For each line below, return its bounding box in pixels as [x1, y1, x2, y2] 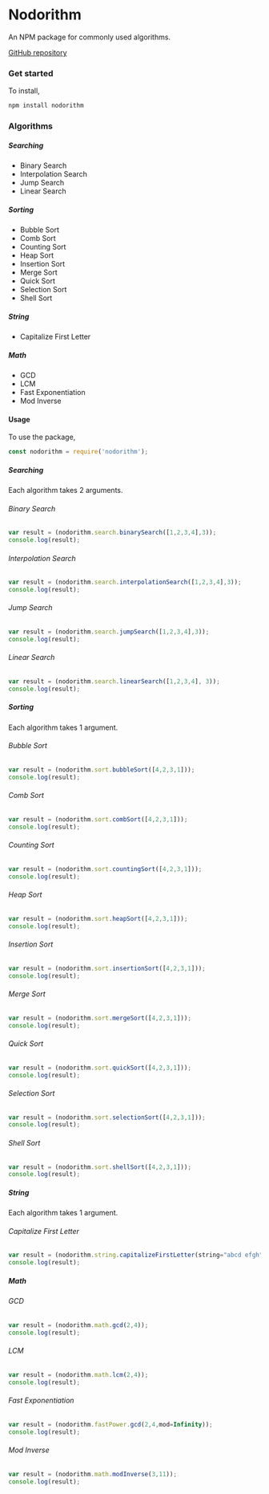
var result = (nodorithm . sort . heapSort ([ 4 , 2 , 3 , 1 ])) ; [8, 914, 188, 922]
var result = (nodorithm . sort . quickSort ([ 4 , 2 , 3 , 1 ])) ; [8, 1064, 192, 1072]
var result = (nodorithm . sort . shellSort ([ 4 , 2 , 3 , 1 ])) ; [8, 1162, 192, 1171]
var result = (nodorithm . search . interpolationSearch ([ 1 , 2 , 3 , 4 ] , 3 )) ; [8, 578, 242, 587]
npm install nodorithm [8, 102, 84, 110]
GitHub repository [8, 47, 67, 57]
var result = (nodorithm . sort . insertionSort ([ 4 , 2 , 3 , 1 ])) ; [8, 964, 206, 972]
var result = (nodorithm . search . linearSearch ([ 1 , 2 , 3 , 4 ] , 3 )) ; [8, 678, 220, 686]
